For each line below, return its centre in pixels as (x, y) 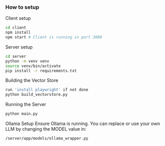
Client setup (18, 18)
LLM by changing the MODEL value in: (46, 129)
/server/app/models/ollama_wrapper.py (47, 139)
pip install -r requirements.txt (41, 71)
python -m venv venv (27, 61)
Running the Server (26, 105)
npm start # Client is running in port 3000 (54, 37)
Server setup (19, 47)
